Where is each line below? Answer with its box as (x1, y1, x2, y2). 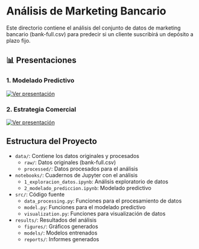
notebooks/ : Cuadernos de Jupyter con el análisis (14, 171, 138, 178)
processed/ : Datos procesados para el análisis (24, 165, 139, 172)
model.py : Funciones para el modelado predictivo (24, 203, 146, 210)
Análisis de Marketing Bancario (6, 4, 166, 18)
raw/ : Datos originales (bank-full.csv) (24, 159, 116, 166)
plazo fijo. (6, 37, 31, 44)
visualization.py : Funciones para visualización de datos (24, 210, 166, 217)
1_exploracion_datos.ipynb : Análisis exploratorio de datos (24, 178, 169, 185)
